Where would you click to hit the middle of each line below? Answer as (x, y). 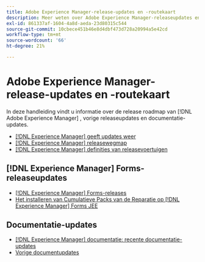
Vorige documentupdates (47, 253)
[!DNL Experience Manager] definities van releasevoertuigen (91, 149)
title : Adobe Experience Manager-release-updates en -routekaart (91, 12)
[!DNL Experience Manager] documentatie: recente (80, 239)
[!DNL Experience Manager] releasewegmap (71, 143)
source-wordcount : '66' (37, 40)
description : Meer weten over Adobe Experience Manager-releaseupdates (99, 18)
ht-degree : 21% (26, 46)
